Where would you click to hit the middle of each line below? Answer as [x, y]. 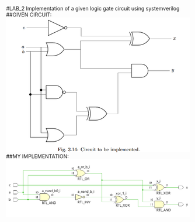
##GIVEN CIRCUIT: [29, 15]
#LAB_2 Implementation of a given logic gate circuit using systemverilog [93, 8]
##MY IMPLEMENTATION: [37, 156]
